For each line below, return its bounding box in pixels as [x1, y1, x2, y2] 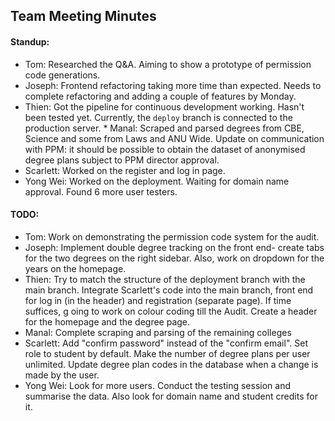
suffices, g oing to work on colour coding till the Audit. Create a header [24, 305, 318, 317]
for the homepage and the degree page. [24, 315, 191, 328]
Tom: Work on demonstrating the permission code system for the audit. [24, 230, 320, 243]
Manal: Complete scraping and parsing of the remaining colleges [24, 326, 292, 338]
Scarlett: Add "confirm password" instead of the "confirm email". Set [24, 337, 308, 349]
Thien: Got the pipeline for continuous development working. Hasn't [24, 100, 305, 113]
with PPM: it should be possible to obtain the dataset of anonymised [24, 143, 306, 155]
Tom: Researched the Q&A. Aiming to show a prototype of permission [24, 58, 312, 70]
